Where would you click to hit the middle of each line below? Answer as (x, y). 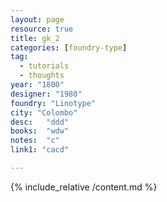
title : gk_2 (35, 38)
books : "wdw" (40, 131)
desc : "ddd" (40, 122)
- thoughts (42, 76)
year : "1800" (37, 85)
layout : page (37, 19)
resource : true (42, 29)
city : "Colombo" (44, 112)
